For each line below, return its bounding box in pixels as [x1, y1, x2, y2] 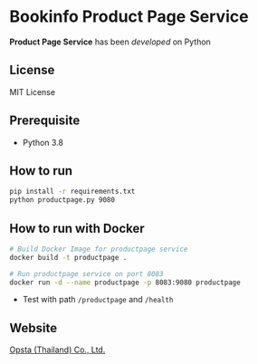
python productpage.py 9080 [9, 196, 116, 205]
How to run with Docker [9, 220, 145, 236]
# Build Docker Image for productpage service [9, 244, 188, 254]
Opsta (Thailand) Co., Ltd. [9, 344, 106, 355]
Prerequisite [9, 113, 81, 129]
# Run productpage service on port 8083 [9, 269, 165, 278]
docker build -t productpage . [9, 253, 128, 262]
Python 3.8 [22, 137, 63, 148]
